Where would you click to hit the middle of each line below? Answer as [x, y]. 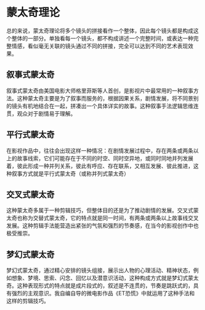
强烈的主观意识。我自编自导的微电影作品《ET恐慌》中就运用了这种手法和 [103, 293]
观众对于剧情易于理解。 [46, 113]
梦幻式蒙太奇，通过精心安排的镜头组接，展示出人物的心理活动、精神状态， [100, 270]
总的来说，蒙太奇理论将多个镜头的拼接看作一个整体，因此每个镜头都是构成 [100, 31]
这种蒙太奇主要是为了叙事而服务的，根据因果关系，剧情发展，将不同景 [105, 98]
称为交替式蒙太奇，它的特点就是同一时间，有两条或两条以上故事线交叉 [110, 218]
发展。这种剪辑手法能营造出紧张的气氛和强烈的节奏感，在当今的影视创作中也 [103, 226]
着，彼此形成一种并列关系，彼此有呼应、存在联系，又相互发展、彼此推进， [100, 166]
